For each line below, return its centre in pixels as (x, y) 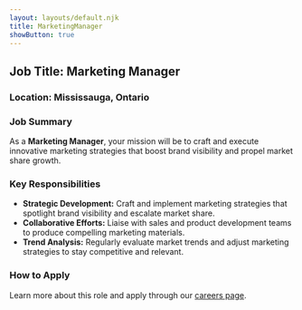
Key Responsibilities (55, 184)
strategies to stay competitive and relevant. (103, 252)
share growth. (35, 160)
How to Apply (40, 276)
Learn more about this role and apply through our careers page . (128, 295)
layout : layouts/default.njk (64, 18)
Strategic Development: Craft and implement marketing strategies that (155, 204)
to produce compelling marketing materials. (104, 233)
